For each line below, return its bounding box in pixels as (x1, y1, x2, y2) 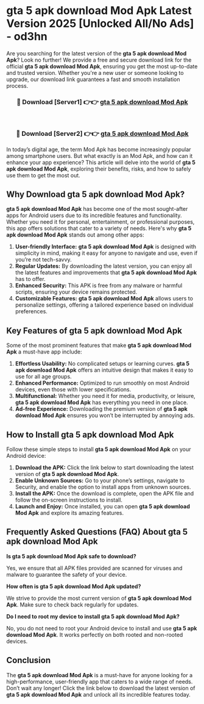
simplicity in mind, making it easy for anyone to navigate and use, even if (15, 249, 198, 257)
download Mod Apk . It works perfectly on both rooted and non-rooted (6, 631, 183, 638)
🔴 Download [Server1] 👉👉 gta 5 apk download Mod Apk (16, 98, 188, 106)
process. (6, 82, 29, 89)
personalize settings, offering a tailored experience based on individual (15, 301, 194, 308)
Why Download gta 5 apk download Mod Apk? (6, 189, 185, 199)
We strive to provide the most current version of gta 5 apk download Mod (6, 594, 192, 602)
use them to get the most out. (6, 171, 80, 179)
